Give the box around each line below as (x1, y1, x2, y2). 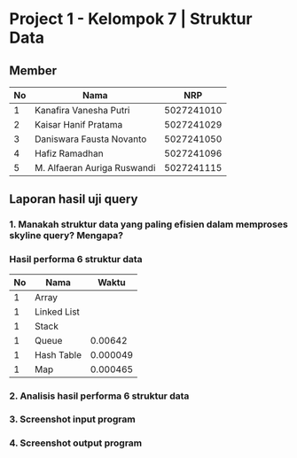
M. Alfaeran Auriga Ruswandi (35, 162, 156, 174)
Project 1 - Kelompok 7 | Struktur (9, 9, 253, 29)
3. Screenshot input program (9, 413, 136, 425)
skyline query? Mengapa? (9, 229, 124, 242)
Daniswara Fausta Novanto (35, 133, 147, 145)
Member (9, 63, 58, 78)
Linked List (35, 306, 80, 318)
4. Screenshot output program (9, 437, 143, 449)
